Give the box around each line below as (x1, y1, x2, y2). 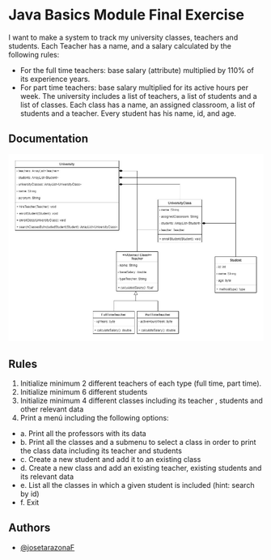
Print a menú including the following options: (19, 413, 169, 423)
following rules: (8, 49, 60, 59)
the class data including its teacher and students (19, 446, 182, 455)
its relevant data (19, 472, 74, 481)
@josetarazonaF (19, 542, 75, 552)
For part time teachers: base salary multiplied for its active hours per (19, 83, 249, 92)
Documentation (8, 132, 89, 146)
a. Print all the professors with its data (19, 429, 147, 438)
